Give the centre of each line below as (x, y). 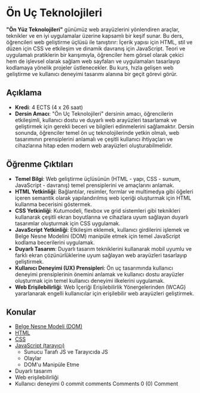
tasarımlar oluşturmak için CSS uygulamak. (67, 223)
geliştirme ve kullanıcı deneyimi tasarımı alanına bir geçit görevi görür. (92, 74)
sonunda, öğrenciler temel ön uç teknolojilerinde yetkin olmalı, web (97, 132)
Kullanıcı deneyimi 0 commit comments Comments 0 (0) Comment (96, 384)
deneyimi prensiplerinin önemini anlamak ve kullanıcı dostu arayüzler (99, 274)
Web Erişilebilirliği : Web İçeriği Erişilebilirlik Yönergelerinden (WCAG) (100, 287)
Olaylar (33, 358)
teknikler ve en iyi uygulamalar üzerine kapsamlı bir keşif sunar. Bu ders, (95, 35)
